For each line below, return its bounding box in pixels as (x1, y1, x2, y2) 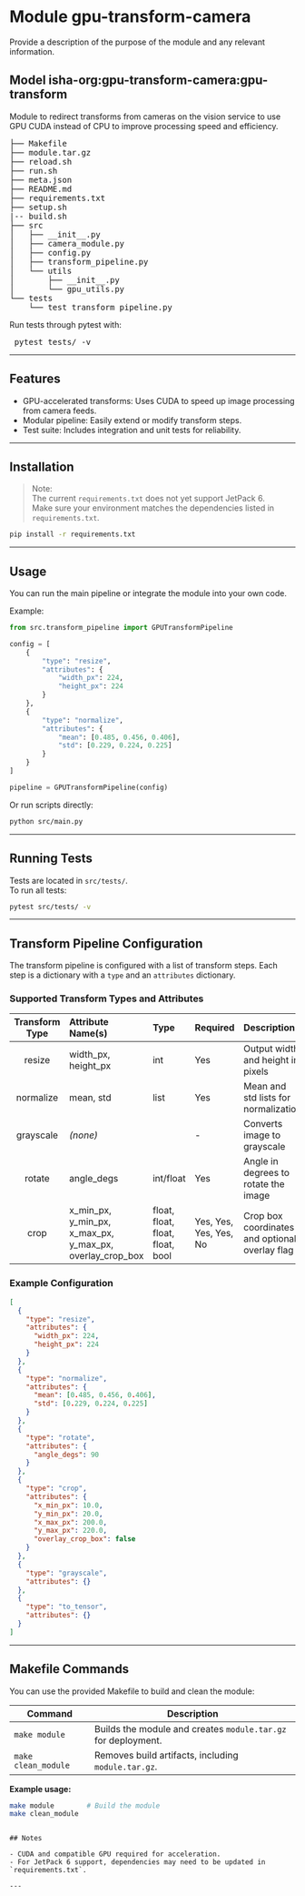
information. (9, 46, 55, 56)
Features (9, 371, 61, 387)
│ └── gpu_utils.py (9, 284, 125, 294)
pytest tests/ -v (14, 337, 92, 347)
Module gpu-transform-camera (9, 6, 251, 27)
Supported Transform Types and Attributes (9, 992, 204, 1005)
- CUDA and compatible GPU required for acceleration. (9, 1850, 221, 1859)
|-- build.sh (9, 211, 68, 221)
